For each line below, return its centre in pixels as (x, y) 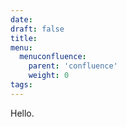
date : (21, 19)
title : (24, 38)
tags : (21, 85)
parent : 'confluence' (73, 66)
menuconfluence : (53, 57)
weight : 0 (49, 76)
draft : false (37, 29)
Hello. (22, 113)
